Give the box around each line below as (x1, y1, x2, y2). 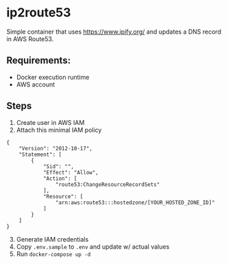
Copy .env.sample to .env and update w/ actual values (16, 242, 170, 251)
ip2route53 (6, 5, 71, 21)
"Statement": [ (18, 151, 62, 158)
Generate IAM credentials (16, 235, 89, 243)
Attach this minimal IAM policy (16, 126, 102, 134)
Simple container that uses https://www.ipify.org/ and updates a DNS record (6, 27, 222, 36)
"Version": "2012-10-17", (18, 145, 93, 152)
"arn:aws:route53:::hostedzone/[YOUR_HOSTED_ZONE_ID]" (55, 199, 215, 206)
